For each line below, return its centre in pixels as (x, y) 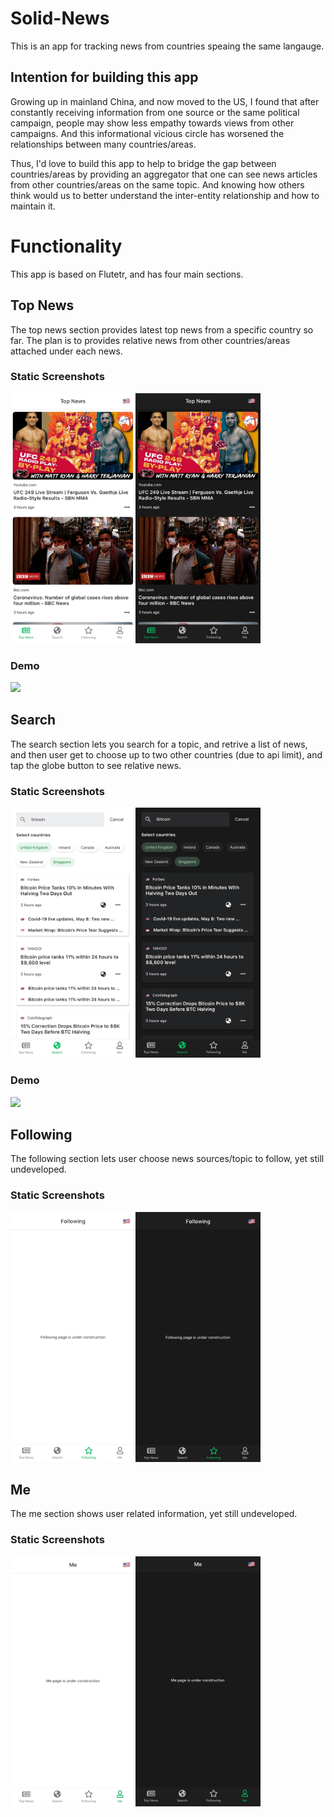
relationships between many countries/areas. (103, 144)
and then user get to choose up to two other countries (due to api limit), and (166, 754)
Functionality (66, 246)
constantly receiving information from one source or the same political (155, 112)
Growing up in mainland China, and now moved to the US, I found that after (165, 101)
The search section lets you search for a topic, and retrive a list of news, (159, 744)
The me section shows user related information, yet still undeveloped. (154, 1514)
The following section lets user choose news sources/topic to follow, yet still (167, 1159)
